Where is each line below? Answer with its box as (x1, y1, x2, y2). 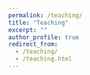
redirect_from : (8, 41, 58, 48)
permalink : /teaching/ (8, 11, 83, 20)
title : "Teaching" (8, 19, 69, 27)
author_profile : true (8, 33, 80, 41)
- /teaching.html (15, 55, 73, 63)
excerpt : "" (8, 26, 47, 34)
